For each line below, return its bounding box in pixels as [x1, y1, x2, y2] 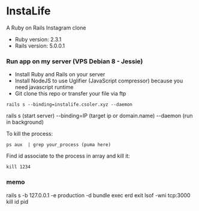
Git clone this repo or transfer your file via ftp [14, 90, 126, 97]
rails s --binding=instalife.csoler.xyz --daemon [6, 102, 133, 108]
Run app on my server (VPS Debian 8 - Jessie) [6, 57, 143, 66]
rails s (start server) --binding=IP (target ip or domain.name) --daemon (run [6, 112, 193, 120]
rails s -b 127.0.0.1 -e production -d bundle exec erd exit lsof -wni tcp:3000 [6, 191, 191, 199]
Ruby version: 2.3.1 [14, 35, 62, 43]
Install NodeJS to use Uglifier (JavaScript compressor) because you [14, 77, 183, 85]
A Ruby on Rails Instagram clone [6, 24, 86, 31]
